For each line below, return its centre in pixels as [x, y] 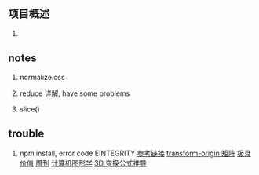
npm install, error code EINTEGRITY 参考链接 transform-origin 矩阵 [127, 153]
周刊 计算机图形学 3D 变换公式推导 [91, 163]
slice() [30, 109]
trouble [26, 134]
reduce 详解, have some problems [75, 93]
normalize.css [42, 77]
